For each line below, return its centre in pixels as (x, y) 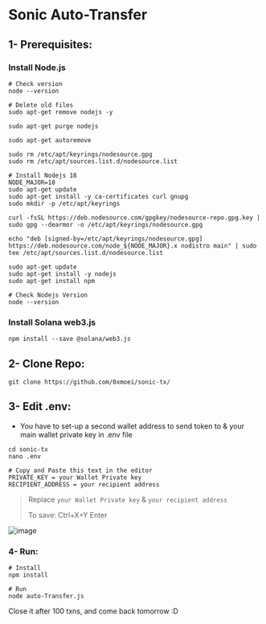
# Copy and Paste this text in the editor (80, 470)
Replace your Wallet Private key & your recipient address (127, 499)
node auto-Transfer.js (46, 597)
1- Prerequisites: (50, 45)
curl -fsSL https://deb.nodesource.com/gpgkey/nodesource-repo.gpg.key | (135, 218)
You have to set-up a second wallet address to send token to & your (132, 426)
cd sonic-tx (28, 449)
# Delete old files (41, 105)
